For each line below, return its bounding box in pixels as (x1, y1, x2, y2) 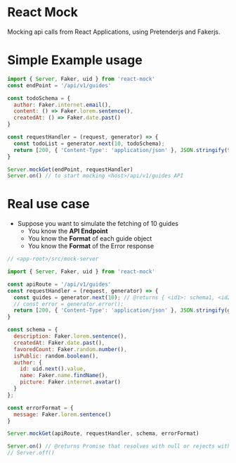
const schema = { (7, 326, 58, 334)
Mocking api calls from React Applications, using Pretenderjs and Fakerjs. (7, 27, 221, 36)
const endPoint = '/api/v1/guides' (7, 82, 112, 89)
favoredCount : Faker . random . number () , (13, 345, 128, 353)
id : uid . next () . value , (20, 365, 86, 373)
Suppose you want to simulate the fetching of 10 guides (17, 220, 179, 228)
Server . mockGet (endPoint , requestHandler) (7, 166, 133, 173)
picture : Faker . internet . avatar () (20, 379, 121, 386)
